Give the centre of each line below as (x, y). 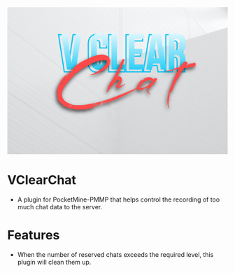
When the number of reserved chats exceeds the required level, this (115, 255)
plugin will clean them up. (54, 262)
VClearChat (42, 180)
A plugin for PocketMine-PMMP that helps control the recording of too (119, 199)
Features (34, 236)
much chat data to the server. (60, 207)
